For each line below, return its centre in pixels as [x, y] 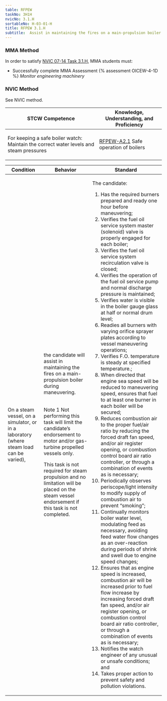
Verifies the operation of [129, 275]
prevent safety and [123, 680]
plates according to [123, 338]
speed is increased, [124, 574]
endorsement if [61, 502]
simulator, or [22, 422]
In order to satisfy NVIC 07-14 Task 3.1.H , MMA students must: [69, 61]
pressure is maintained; [128, 294]
